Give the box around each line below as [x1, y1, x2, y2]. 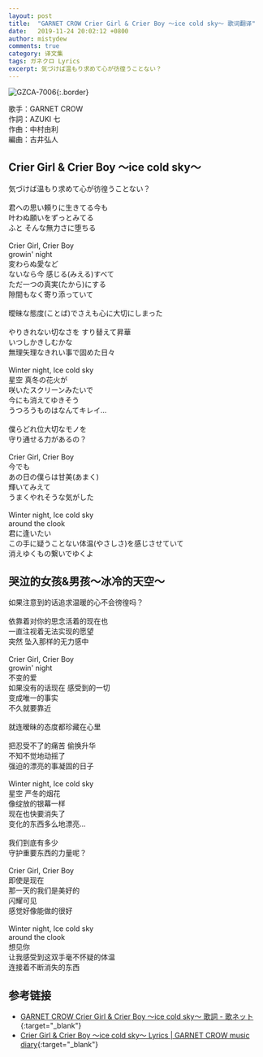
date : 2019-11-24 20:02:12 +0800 [8, 27, 129, 35]
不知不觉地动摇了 [8, 751, 66, 761]
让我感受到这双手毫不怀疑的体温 [8, 952, 115, 962]
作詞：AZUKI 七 [8, 114, 61, 124]
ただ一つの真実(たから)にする [8, 279, 107, 289]
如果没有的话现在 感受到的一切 [8, 683, 110, 693]
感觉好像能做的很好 [8, 906, 73, 916]
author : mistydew [8, 34, 67, 43]
